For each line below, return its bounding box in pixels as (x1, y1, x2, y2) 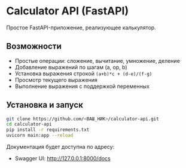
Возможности (6, 41, 62, 51)
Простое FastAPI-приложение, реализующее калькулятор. (6, 24, 157, 31)
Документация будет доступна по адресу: (6, 143, 115, 151)
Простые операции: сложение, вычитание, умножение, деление (14, 57, 181, 64)
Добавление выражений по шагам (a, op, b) (14, 63, 127, 71)
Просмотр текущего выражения (14, 76, 97, 83)
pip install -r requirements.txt (6, 127, 90, 133)
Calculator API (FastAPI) (6, 4, 129, 18)
